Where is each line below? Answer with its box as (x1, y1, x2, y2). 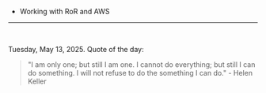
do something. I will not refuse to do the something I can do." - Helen (27, 69, 253, 77)
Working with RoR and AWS (19, 7, 110, 16)
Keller (27, 76, 47, 86)
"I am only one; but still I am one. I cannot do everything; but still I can (27, 60, 256, 69)
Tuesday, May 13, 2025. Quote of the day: (8, 45, 144, 54)
